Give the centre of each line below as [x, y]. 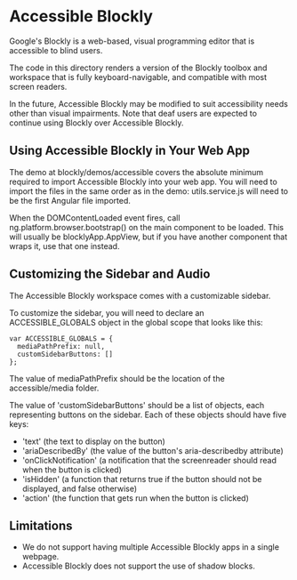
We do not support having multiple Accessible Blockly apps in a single [151, 547]
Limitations [41, 525]
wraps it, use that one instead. [64, 246]
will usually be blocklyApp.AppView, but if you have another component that [148, 237]
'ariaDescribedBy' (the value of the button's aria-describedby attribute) [153, 450]
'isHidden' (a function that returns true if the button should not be [142, 479]
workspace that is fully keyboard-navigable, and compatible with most [138, 77]
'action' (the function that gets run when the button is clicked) [135, 498]
